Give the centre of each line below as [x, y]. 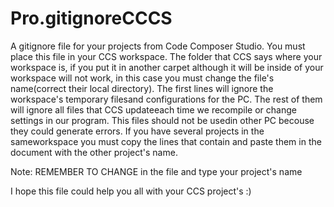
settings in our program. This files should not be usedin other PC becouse [162, 120]
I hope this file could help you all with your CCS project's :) [131, 191]
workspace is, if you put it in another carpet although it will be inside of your [167, 67]
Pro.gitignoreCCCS [91, 18]
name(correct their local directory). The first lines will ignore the [142, 88]
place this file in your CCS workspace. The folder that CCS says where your [166, 56]
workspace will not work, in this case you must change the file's [142, 78]
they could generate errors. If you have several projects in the [137, 131]
